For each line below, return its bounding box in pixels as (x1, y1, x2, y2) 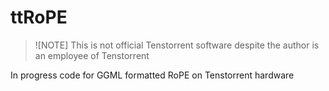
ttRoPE (10, 6, 68, 29)
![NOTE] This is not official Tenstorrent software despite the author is (34, 39, 320, 51)
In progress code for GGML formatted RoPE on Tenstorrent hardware (10, 69, 295, 81)
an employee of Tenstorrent (34, 49, 150, 61)
